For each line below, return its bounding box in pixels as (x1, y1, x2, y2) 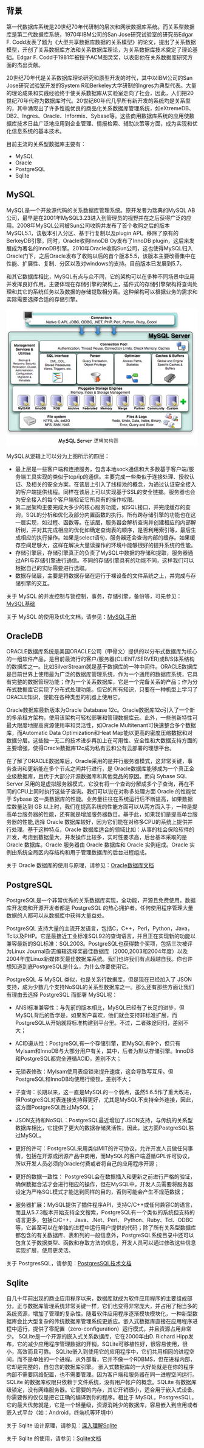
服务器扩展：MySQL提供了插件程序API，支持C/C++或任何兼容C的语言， (15, 1201, 196, 1209)
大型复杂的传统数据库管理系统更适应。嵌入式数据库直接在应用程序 (27, 1318, 192, 1325)
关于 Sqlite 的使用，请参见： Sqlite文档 (6, 1435, 101, 1442)
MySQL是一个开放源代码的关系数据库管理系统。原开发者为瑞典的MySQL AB (6, 206, 195, 214)
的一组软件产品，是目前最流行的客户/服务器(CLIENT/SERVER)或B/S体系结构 (6, 655, 195, 662)
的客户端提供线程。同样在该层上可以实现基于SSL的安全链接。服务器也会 (15, 488, 195, 495)
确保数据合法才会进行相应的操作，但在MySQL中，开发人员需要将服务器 (15, 1181, 193, 1188)
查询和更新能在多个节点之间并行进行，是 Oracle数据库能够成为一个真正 (11, 765, 189, 772)
